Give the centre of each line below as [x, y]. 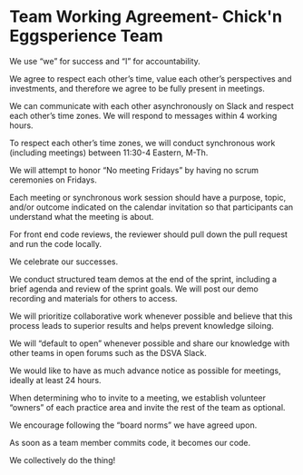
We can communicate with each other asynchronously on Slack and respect [152, 105]
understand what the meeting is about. [82, 216]
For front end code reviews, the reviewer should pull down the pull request [149, 234]
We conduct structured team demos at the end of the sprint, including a [143, 279]
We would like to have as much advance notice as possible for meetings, [145, 371]
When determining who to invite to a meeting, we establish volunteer [137, 398]
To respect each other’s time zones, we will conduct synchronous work [142, 143]
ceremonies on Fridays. [53, 180]
